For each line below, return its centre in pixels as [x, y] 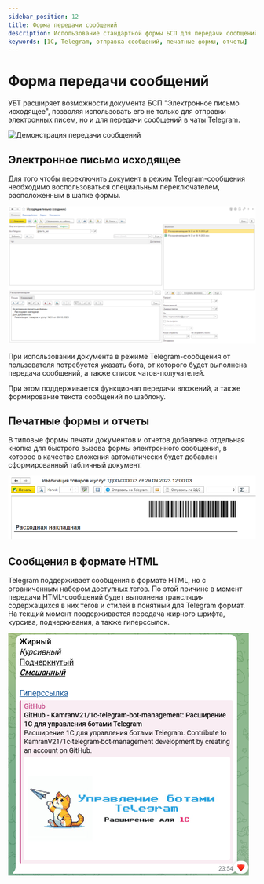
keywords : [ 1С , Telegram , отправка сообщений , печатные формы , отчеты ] [128, 42]
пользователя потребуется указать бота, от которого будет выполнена [128, 365]
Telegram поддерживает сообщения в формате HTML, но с [107, 581]
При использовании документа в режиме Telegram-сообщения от [119, 356]
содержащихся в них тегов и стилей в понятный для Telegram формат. [127, 606]
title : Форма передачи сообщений [63, 25]
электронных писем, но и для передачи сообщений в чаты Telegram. [125, 120]
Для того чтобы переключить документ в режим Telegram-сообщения [127, 178]
